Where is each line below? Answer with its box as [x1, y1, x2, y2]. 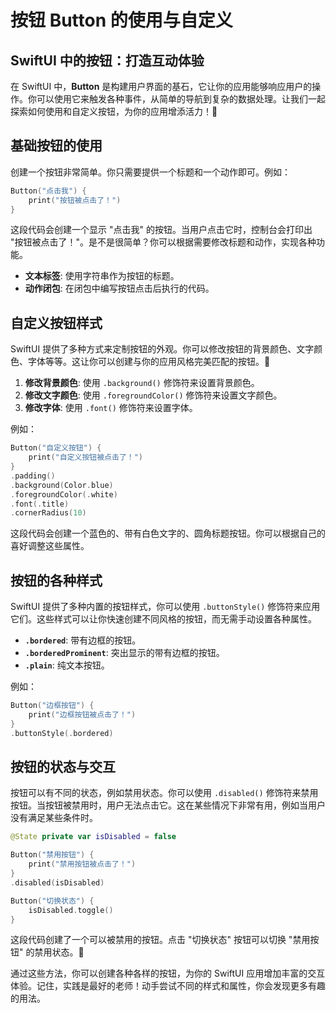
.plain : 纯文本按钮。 [24, 659, 110, 671]
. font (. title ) [10, 499, 70, 509]
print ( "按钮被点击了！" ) [28, 195, 122, 205]
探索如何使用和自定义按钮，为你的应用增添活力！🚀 [10, 106, 218, 117]
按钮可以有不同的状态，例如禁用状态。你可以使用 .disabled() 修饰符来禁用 [10, 787, 319, 799]
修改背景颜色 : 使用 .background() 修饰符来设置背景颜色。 [24, 377, 260, 389]
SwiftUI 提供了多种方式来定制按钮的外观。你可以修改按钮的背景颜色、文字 [10, 343, 315, 355]
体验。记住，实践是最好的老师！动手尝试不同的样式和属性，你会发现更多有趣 [10, 980, 326, 992]
